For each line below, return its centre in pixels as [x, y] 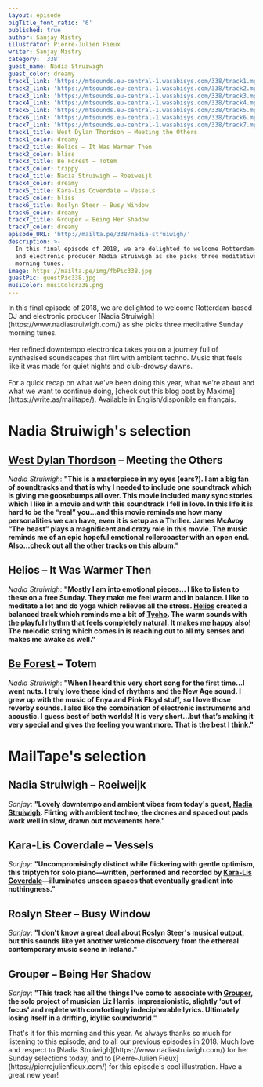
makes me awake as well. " [52, 639]
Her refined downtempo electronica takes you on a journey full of [113, 349]
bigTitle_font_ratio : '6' [50, 23]
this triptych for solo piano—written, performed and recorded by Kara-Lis [130, 873]
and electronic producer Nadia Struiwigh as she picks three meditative [136, 256]
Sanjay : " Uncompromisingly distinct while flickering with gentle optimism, [131, 864]
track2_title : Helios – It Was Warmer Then [80, 147]
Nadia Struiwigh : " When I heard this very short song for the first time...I [126, 683]
